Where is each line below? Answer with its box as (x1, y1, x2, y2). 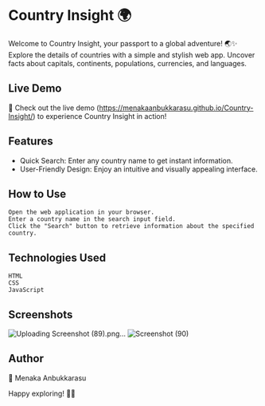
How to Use (8, 187, 67, 200)
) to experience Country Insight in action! (33, 111, 167, 120)
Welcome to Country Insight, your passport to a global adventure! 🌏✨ (8, 38, 238, 48)
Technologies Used (8, 250, 106, 264)
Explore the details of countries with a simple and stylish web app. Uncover (8, 49, 255, 60)
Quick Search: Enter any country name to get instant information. (19, 156, 233, 165)
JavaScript (8, 286, 45, 294)
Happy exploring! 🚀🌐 (8, 388, 76, 398)
